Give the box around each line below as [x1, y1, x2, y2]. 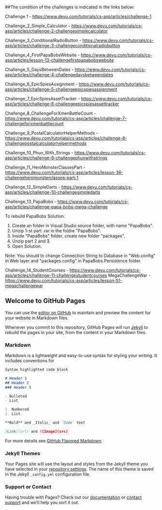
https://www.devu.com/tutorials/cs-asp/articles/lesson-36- [5, 170, 123, 175]
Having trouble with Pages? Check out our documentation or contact [5, 494, 142, 500]
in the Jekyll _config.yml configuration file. [5, 471, 90, 477]
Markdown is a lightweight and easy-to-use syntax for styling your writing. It [5, 353, 157, 358]
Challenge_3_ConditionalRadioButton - [5, 37, 81, 43]
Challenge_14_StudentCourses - [5, 267, 69, 273]
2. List [5, 411, 21, 417]
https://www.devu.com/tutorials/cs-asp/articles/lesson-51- [5, 278, 122, 283]
